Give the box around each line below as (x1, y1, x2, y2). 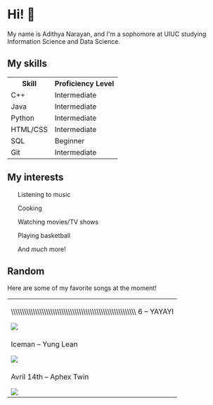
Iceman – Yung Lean (11, 339, 79, 349)
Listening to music (17, 190, 71, 198)
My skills (7, 58, 48, 70)
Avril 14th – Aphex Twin (11, 372, 89, 382)
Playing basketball (17, 231, 71, 239)
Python (11, 113, 35, 123)
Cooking (17, 204, 42, 212)
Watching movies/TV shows (17, 217, 99, 226)
